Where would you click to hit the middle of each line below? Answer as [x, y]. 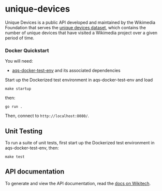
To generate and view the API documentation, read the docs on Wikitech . [78, 183]
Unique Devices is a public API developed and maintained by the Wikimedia [80, 22]
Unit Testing [24, 131]
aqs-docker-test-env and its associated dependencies [66, 70]
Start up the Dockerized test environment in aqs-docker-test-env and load [79, 80]
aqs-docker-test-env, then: [32, 148]
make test [15, 157]
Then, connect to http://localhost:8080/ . [47, 116]
